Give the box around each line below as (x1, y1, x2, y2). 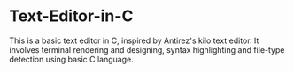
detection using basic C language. (9, 54, 135, 64)
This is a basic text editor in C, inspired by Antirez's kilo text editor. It (9, 35, 259, 46)
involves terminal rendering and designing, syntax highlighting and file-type (9, 44, 285, 55)
